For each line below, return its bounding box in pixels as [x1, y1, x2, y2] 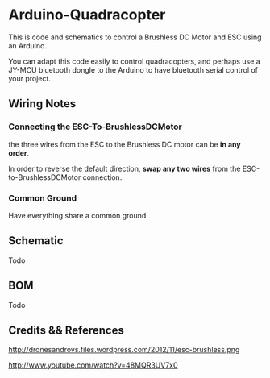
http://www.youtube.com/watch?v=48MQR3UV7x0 [8, 360, 179, 370]
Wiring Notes [8, 97, 77, 110]
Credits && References [8, 323, 125, 337]
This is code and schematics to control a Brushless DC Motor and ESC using [8, 32, 262, 42]
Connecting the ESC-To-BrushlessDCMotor [8, 121, 183, 132]
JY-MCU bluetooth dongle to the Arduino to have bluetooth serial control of [8, 64, 259, 74]
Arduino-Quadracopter [8, 6, 166, 24]
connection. [82, 172, 123, 182]
